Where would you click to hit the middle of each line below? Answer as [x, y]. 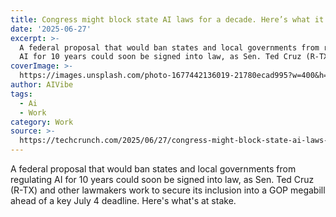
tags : [21, 94]
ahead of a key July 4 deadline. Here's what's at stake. [123, 200]
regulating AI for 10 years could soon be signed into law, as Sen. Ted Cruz [162, 179]
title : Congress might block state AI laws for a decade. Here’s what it [167, 19]
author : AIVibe [42, 85]
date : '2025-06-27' [51, 29]
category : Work [42, 122]
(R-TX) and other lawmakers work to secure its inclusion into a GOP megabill [168, 190]
